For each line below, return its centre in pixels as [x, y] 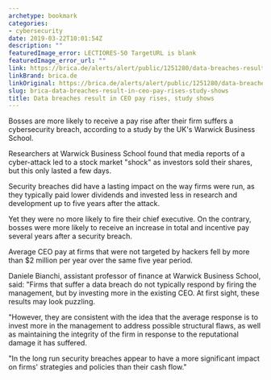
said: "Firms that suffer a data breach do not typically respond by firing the [132, 285]
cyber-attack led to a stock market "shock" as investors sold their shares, [130, 163]
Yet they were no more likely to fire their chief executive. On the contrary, [130, 219]
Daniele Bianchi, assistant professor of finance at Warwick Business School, [135, 276]
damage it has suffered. [48, 343]
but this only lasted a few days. [60, 171]
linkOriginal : [32, 83]
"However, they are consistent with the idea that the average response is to [133, 317]
